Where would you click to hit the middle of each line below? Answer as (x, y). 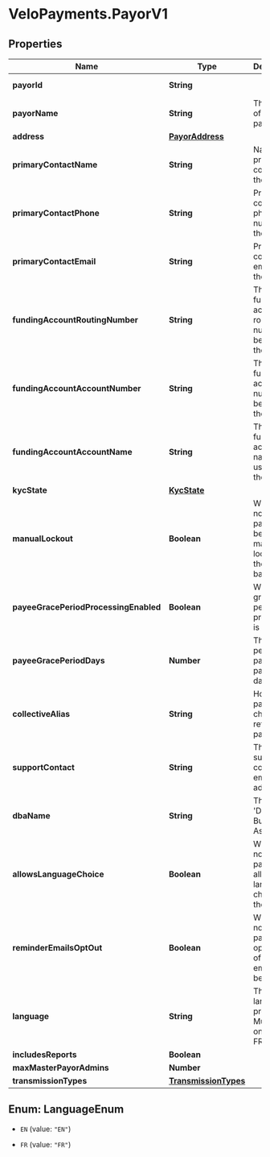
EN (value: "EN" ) (45, 1129)
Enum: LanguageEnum (66, 1109)
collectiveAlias (41, 714)
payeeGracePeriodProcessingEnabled (87, 607)
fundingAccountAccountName (72, 452)
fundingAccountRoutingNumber (76, 320)
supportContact (43, 767)
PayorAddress (196, 136)
